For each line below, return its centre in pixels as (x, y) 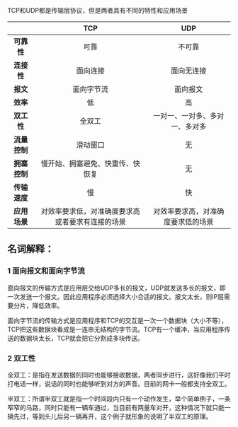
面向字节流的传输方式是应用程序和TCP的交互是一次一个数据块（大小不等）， (118, 320)
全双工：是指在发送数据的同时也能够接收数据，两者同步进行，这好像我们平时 (119, 375)
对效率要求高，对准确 (189, 211)
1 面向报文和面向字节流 (46, 271)
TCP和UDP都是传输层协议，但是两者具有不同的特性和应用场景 (98, 10)
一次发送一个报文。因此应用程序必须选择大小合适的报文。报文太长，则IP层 (116, 296)
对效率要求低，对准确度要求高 (90, 211)
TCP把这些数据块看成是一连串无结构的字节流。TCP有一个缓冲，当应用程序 (116, 329)
